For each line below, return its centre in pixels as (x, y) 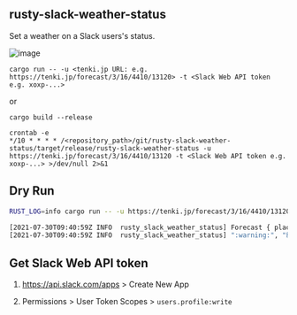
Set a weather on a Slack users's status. (82, 35)
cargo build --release (51, 117)
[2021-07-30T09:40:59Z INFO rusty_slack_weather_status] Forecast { (140, 227)
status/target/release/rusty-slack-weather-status (104, 148)
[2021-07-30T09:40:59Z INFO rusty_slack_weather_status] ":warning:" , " (148, 235)
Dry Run (32, 191)
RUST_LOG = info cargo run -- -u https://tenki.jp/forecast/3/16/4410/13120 (150, 211)
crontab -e (29, 133)
